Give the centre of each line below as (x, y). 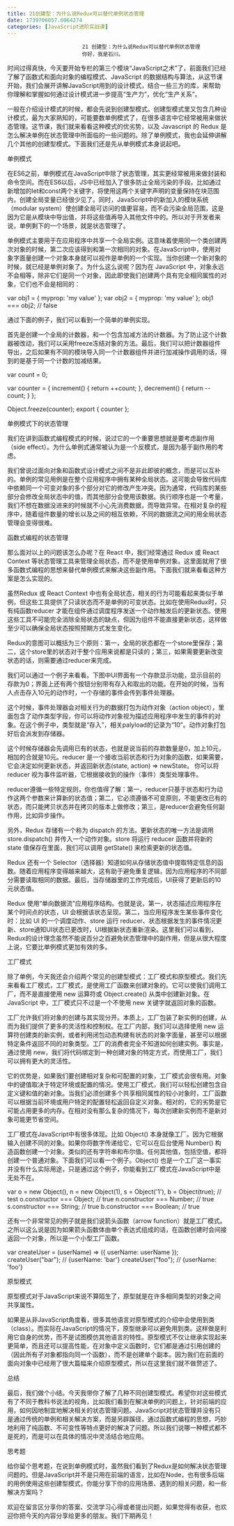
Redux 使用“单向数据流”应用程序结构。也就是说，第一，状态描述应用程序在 (114, 904)
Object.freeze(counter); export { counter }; (68, 409)
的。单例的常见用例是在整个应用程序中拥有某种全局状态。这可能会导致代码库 (117, 479)
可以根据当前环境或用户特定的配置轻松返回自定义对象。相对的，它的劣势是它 (117, 1102)
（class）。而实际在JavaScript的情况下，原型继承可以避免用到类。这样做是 (114, 1329)
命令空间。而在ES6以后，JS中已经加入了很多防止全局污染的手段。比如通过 (114, 183)
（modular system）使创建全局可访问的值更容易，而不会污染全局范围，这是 (116, 208)
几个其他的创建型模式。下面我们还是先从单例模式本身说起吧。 (96, 144)
